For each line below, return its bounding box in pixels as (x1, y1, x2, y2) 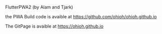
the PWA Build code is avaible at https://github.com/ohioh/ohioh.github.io (5, 14, 157, 19)
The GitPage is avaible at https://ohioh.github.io (5, 23, 104, 29)
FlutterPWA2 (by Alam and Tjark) (5, 4, 74, 10)
